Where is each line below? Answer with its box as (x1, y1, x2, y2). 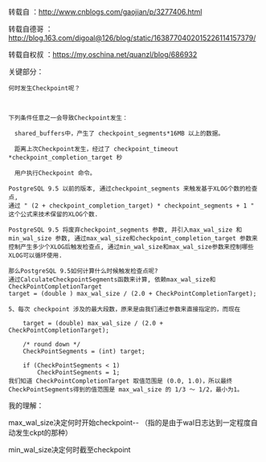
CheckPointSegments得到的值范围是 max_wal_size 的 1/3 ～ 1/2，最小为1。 (8, 386, 243, 394)
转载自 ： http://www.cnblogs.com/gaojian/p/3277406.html (8, 7, 203, 16)
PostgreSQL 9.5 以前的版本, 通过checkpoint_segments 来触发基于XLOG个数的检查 (8, 185, 258, 193)
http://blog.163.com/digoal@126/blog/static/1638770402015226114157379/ (8, 33, 256, 43)
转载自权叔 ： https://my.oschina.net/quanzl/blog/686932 (8, 50, 198, 59)
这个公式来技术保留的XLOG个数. (8, 211, 99, 219)
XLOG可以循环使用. (8, 251, 63, 260)
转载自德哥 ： (8, 24, 53, 34)
